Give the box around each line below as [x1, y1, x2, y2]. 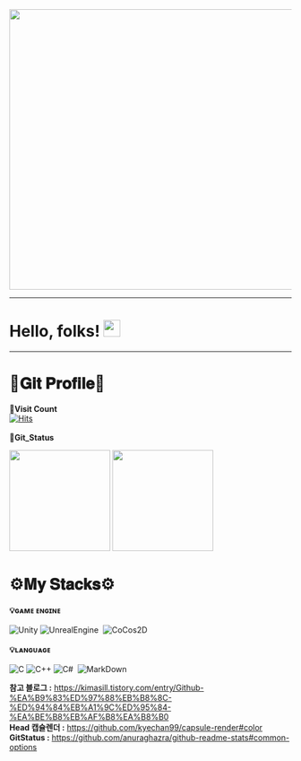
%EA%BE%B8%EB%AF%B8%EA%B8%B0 [9, 711, 169, 722]
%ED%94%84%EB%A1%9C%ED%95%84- [9, 702, 172, 713]
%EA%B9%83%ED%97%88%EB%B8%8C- [9, 692, 172, 703]
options [9, 741, 38, 752]
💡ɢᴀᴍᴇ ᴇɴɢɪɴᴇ [9, 605, 61, 616]
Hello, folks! [9, 321, 100, 342]
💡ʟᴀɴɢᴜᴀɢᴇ [9, 643, 51, 654]
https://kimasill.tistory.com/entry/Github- [53, 682, 204, 693]
